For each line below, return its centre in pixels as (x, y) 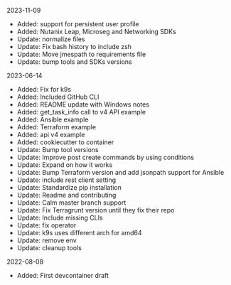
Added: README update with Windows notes (83, 104)
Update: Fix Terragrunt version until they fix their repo (96, 210)
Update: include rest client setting (66, 180)
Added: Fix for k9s (44, 89)
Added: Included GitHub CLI (58, 97)
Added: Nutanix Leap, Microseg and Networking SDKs (97, 32)
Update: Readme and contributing (66, 195)
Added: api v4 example (51, 135)
